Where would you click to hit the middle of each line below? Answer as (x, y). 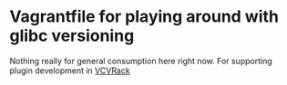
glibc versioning (72, 36)
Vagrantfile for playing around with (144, 17)
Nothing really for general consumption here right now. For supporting (141, 61)
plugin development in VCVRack (70, 71)
